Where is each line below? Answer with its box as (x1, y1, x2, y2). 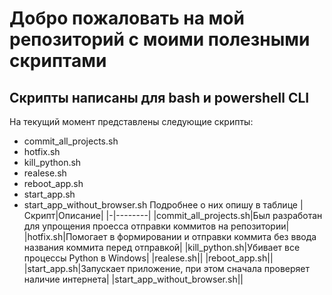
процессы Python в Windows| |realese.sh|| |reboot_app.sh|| (23, 252, 274, 264)
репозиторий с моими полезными (9, 28, 311, 51)
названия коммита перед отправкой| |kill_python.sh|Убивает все (23, 242, 301, 253)
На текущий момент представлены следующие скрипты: (9, 116, 254, 127)
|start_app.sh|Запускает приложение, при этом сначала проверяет (23, 263, 311, 274)
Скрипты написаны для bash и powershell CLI (9, 89, 310, 106)
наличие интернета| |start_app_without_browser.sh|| (23, 273, 244, 285)
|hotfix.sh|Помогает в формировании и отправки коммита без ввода (23, 231, 317, 242)
